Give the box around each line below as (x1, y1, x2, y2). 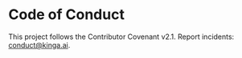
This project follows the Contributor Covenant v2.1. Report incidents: (8, 32, 235, 41)
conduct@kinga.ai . (8, 40, 71, 49)
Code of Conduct (8, 6, 125, 24)
